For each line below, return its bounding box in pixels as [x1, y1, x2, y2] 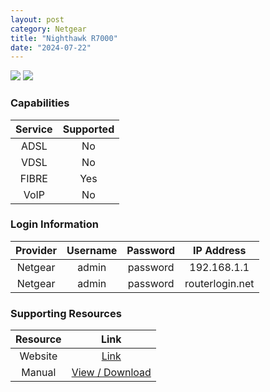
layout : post [10, 14, 65, 25]
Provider [15, 243, 58, 257]
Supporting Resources [10, 306, 122, 320]
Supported [62, 122, 115, 136]
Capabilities [10, 96, 70, 110]
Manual [21, 366, 57, 380]
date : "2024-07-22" [10, 42, 92, 53]
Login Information [10, 217, 99, 231]
